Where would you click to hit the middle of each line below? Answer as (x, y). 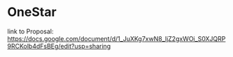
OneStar (32, 12)
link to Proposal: (30, 31)
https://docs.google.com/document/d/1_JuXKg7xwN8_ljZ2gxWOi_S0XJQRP (116, 38)
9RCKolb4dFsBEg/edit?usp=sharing (59, 46)
